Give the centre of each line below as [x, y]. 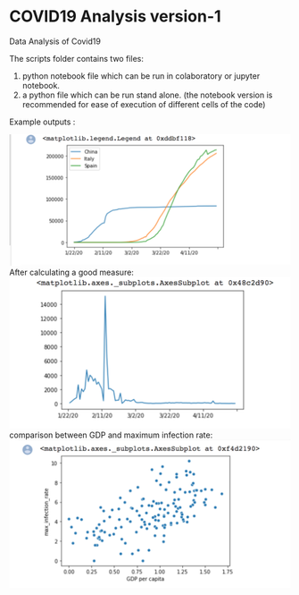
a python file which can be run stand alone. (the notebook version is [147, 95]
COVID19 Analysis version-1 [115, 17]
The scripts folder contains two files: [77, 58]
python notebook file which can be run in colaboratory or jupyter [141, 76]
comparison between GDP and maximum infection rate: [111, 435]
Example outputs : [42, 122]
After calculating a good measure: [71, 272]
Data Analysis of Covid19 [55, 41]
